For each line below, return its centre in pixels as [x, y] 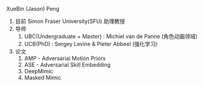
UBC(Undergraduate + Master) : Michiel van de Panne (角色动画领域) [111, 36]
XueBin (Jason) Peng [33, 9]
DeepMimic [39, 71]
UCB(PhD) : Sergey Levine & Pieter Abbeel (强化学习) [91, 44]
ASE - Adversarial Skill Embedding [67, 65]
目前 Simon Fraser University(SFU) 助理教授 [70, 21]
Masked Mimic [43, 78]
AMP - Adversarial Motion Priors [65, 58]
